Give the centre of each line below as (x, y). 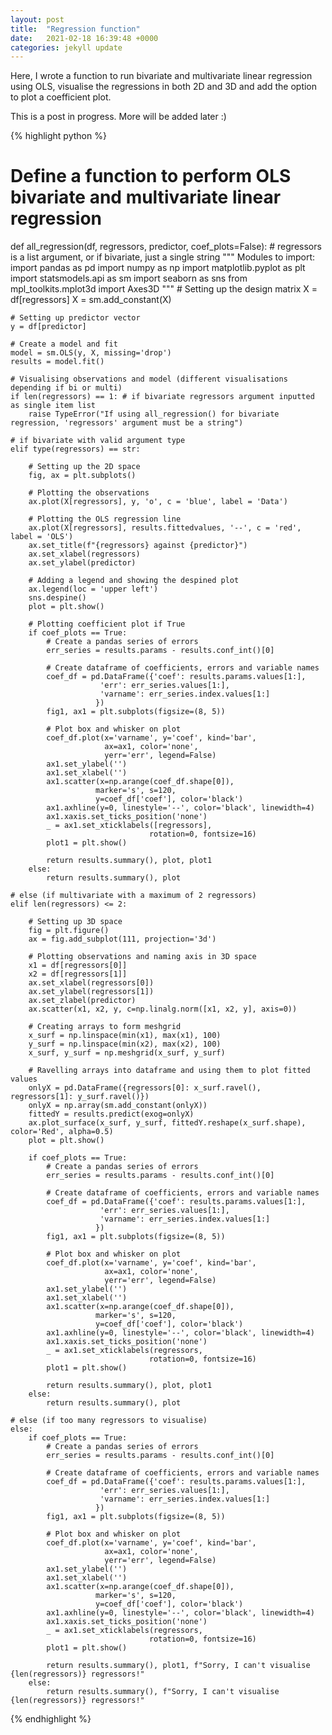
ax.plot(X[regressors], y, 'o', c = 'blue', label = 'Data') (158, 502)
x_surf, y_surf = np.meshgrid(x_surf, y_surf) (127, 1053)
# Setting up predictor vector (75, 318)
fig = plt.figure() (69, 931)
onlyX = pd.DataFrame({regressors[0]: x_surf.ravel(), (145, 1088)
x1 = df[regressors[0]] (78, 966)
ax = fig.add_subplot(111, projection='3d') (122, 939)
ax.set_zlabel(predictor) (82, 1001)
